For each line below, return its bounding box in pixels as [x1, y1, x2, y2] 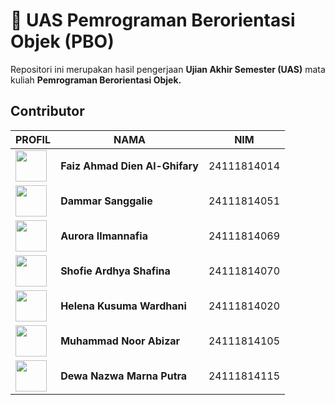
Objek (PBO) [10, 30, 115, 53]
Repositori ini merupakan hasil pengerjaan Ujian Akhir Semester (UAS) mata [10, 63, 326, 75]
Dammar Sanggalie [60, 194, 153, 208]
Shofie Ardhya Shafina [60, 264, 171, 278]
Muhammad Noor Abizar [60, 334, 181, 348]
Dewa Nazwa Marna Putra [60, 369, 188, 383]
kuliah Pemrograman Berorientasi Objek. [10, 74, 182, 86]
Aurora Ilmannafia [60, 229, 148, 243]
